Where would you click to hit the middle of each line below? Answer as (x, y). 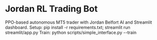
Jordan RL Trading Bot (51, 9)
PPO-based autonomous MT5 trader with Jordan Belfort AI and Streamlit (79, 22)
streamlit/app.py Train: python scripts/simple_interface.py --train (71, 32)
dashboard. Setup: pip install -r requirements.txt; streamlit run (68, 27)
